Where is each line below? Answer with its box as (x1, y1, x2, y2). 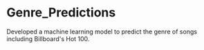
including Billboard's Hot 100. (6, 34, 90, 42)
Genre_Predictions (6, 5, 116, 21)
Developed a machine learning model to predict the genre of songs (6, 27, 198, 36)
